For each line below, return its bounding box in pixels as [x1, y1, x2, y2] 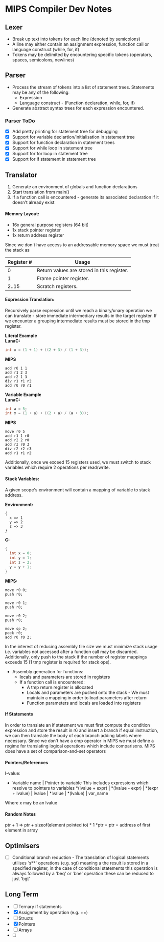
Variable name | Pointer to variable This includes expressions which [12, 780, 149, 786]
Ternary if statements [18, 904, 62, 910]
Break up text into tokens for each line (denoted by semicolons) [12, 36, 141, 42]
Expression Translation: [5, 296, 55, 303]
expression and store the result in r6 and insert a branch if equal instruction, [5, 727, 158, 733]
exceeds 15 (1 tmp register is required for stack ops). [5, 659, 111, 665]
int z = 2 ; [9, 560, 32, 565]
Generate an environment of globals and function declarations [12, 184, 138, 190]
